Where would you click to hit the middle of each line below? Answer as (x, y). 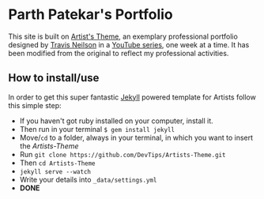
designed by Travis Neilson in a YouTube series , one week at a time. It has (129, 44)
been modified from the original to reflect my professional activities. (119, 53)
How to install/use (54, 78)
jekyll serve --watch (55, 171)
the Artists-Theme (49, 146)
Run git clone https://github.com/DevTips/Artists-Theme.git (123, 154)
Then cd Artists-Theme (58, 163)
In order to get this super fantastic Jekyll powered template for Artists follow (132, 97)
